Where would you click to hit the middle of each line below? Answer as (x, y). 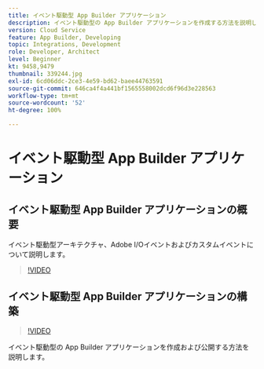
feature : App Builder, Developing (65, 37)
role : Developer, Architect (54, 52)
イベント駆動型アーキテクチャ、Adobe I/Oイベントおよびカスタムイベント (128, 245)
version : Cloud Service (47, 30)
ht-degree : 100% (35, 111)
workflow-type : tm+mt (44, 96)
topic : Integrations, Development (65, 45)
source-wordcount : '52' (47, 103)
